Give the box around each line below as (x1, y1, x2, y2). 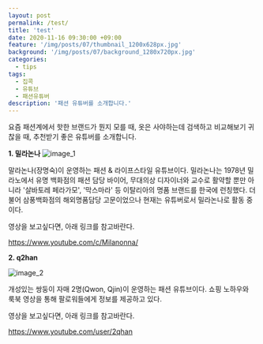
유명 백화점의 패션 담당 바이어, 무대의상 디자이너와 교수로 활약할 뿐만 (35, 175, 246, 185)
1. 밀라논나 (8, 149, 41, 159)
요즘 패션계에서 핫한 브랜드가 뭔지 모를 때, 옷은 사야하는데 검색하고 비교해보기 (8, 122, 246, 132)
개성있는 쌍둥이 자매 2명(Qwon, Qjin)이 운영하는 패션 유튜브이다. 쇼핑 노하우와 (8, 285, 250, 294)
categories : (8, 56, 47, 64)
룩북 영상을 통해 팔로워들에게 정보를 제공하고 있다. (8, 294, 163, 304)
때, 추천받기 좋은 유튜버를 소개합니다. (22, 132, 137, 142)
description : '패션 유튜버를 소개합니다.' (8, 99, 132, 107)
